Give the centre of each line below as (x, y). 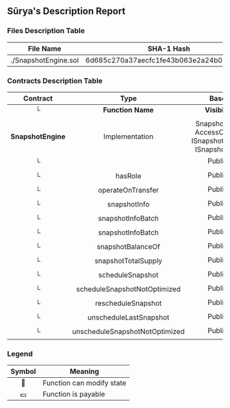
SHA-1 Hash (169, 49)
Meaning (84, 372)
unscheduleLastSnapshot (129, 317)
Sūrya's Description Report (66, 11)
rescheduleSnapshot (128, 303)
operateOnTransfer (129, 190)
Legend (20, 354)
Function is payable (74, 394)
